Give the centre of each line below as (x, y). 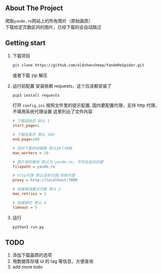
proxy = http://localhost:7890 (45, 180)
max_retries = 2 (29, 194)
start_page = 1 (26, 126)
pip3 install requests (36, 95)
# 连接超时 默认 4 (29, 203)
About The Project (34, 8)
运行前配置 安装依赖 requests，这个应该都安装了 (62, 86)
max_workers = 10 (30, 153)
